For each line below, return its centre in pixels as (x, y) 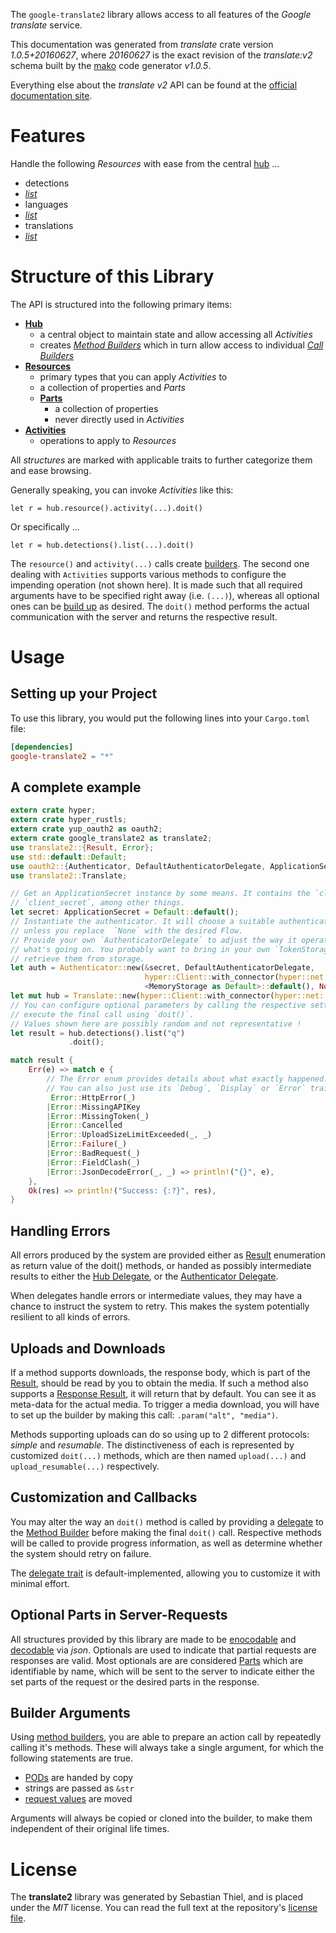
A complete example (76, 787)
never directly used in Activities (119, 419)
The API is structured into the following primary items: (121, 304)
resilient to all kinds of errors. (70, 1317)
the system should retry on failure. (81, 1553)
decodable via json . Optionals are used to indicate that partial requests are (163, 1650)
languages (46, 204)
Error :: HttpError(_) (93, 1097)
